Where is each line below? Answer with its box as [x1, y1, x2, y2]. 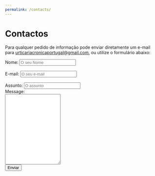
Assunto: [5, 82, 23, 88]
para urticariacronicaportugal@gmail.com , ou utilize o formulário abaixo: [5, 49, 151, 55]
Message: [5, 88, 25, 94]
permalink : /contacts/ [5, 7, 51, 12]
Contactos [5, 28, 49, 39]
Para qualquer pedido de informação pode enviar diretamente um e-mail [5, 44, 151, 50]
